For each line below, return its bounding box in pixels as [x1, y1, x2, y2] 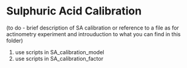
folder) [6, 37, 23, 44]
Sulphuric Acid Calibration [6, 4, 142, 18]
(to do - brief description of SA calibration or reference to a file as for [6, 24, 179, 31]
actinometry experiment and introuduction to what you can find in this [6, 30, 181, 37]
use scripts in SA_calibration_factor [15, 55, 104, 62]
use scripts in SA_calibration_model [15, 48, 104, 55]
